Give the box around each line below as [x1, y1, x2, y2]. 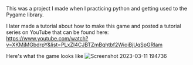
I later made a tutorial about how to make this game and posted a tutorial [6, 23, 181, 29]
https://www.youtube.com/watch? [6, 35, 89, 42]
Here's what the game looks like [6, 53, 84, 59]
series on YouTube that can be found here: [6, 29, 109, 36]
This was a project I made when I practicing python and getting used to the [6, 5, 188, 12]
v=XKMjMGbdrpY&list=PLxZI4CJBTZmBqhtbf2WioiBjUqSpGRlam [6, 41, 163, 48]
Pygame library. [6, 11, 44, 18]
